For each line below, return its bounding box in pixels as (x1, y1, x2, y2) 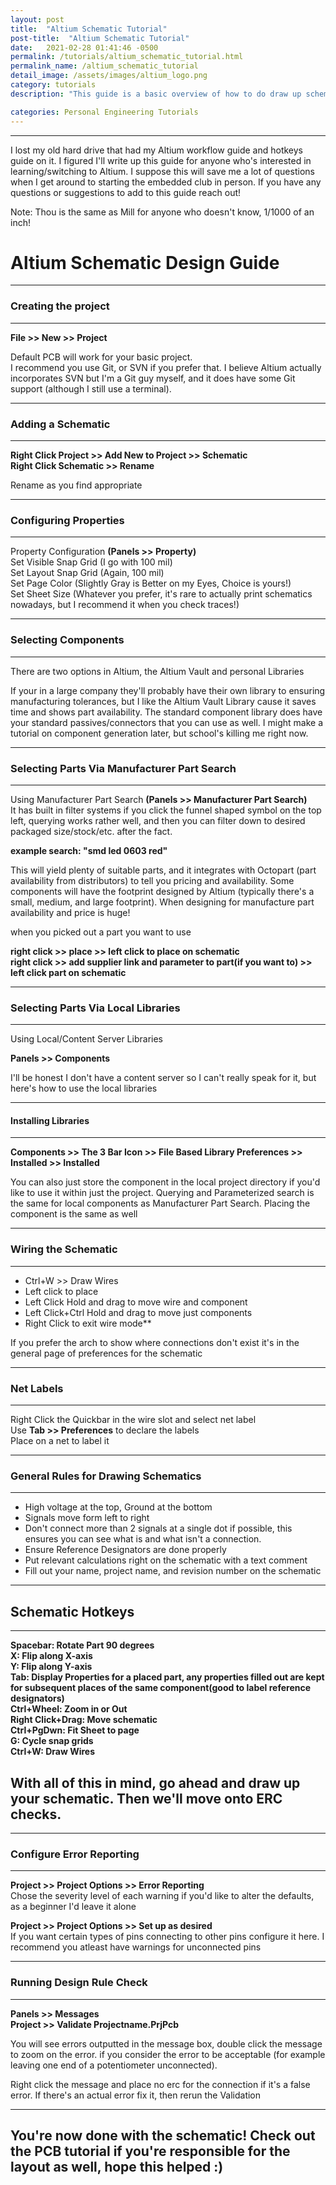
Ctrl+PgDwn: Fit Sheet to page (10, 1724, 140, 1736)
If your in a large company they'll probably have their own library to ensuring (10, 684, 326, 696)
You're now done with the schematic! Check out (10, 2127, 316, 2144)
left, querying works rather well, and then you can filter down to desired (10, 814, 306, 826)
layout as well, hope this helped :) (10, 2158, 224, 2175)
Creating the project (10, 299, 110, 313)
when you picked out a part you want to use (10, 926, 192, 938)
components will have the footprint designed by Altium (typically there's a (10, 885, 315, 897)
